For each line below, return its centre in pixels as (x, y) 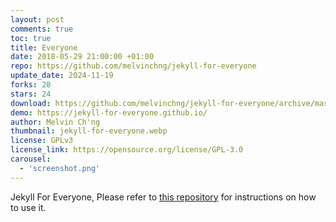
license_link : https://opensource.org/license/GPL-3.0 (127, 150)
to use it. (28, 207)
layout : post (37, 19)
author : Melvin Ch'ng (55, 122)
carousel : (31, 159)
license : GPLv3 (42, 141)
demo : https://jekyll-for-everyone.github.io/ (109, 112)
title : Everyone (44, 47)
